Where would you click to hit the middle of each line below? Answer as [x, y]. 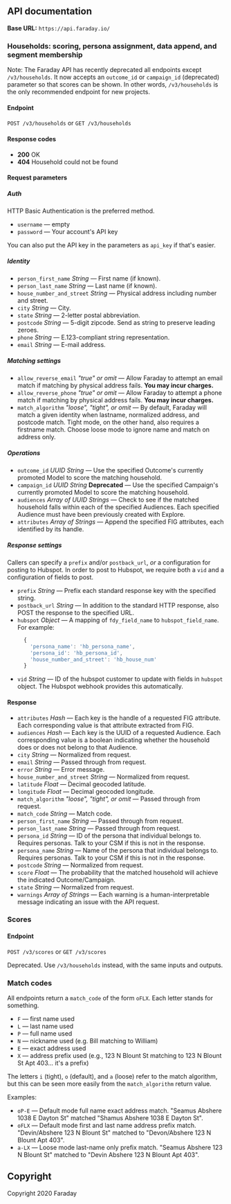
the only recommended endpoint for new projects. [79, 92]
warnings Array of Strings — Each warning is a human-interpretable [113, 894]
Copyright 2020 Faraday [42, 1193]
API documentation [49, 11]
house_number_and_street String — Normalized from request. [103, 777]
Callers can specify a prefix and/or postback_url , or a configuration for [109, 562]
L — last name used [45, 1026]
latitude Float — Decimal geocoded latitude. [82, 784]
